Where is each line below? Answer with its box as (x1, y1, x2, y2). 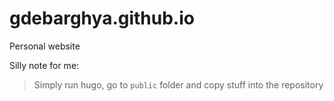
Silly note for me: (9, 59, 80, 71)
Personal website (9, 40, 81, 52)
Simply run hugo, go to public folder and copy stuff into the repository (33, 78, 324, 91)
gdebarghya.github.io (9, 7, 195, 30)
